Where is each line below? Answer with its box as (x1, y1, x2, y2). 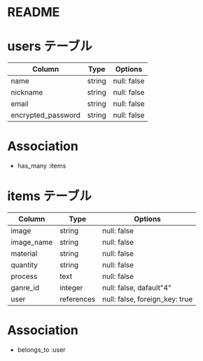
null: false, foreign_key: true (101, 294, 193, 304)
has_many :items (17, 162, 66, 170)
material (10, 249, 38, 258)
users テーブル (7, 39, 92, 55)
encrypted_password (10, 110, 80, 120)
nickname (10, 88, 43, 97)
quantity (10, 260, 38, 270)
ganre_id (10, 283, 40, 292)
